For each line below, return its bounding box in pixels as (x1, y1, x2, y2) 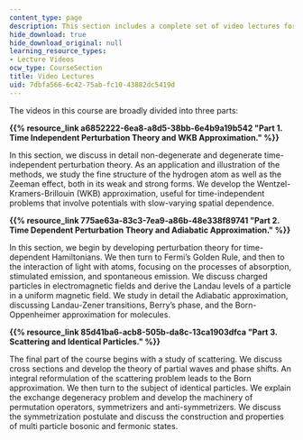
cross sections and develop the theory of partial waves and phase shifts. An (9, 362, 291, 374)
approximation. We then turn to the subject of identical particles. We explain (9, 382, 291, 393)
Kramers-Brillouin (9, 188, 75, 198)
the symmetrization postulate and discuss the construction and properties (9, 411, 284, 422)
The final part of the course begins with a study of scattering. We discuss (9, 353, 282, 364)
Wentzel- (256, 178, 291, 189)
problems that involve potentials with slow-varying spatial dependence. (9, 197, 275, 208)
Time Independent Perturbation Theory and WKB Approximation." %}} (9, 132, 280, 142)
